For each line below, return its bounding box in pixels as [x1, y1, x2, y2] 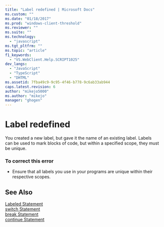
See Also [5, 188, 33, 196]
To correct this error [5, 157, 54, 164]
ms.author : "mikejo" [5, 93, 47, 98]
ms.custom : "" [5, 12, 34, 17]
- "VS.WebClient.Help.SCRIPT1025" [9, 57, 80, 62]
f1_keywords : [5, 52, 32, 58]
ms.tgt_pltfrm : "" [5, 43, 42, 48]
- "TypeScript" [9, 71, 41, 76]
